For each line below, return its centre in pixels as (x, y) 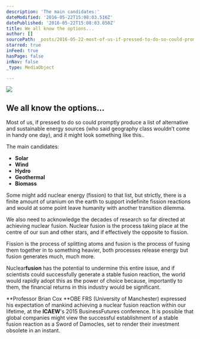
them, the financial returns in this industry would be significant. (83, 287)
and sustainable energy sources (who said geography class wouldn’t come (98, 129)
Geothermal (30, 178)
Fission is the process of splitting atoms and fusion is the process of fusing (98, 244)
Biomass (26, 184)
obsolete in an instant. (33, 331)
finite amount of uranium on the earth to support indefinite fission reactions (99, 201)
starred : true (24, 45)
